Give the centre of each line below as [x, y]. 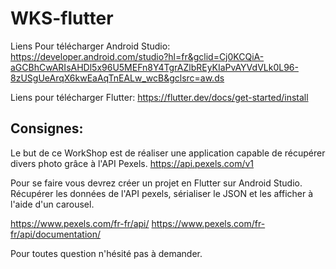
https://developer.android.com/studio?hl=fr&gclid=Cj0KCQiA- [137, 56]
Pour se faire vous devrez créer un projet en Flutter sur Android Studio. [156, 183]
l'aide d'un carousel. [52, 204]
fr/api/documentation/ [56, 234]
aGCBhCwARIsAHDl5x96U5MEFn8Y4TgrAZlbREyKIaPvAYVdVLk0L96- [154, 67]
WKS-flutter [62, 18]
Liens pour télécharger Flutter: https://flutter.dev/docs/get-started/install [159, 97]
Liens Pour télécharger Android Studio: [90, 46]
